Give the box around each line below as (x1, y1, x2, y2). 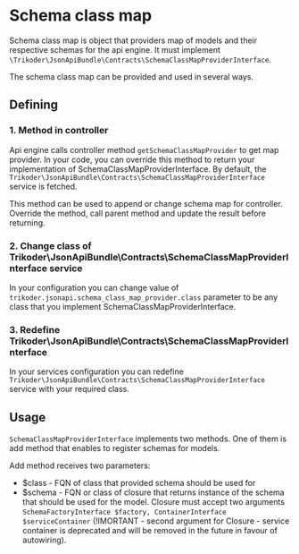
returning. (9, 217, 46, 228)
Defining (9, 98, 59, 113)
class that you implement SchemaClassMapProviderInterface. (9, 301, 237, 311)
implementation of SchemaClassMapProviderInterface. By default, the (9, 163, 267, 175)
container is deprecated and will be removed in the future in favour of (21, 525, 278, 536)
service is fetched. (9, 181, 78, 192)
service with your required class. (9, 384, 129, 395)
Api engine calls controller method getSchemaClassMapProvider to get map (9, 144, 279, 155)
